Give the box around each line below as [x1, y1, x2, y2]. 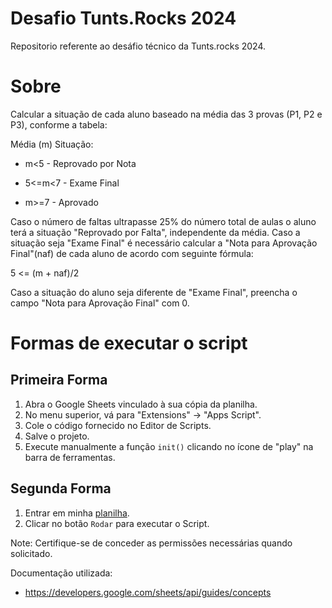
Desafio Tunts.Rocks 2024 [10, 7, 237, 30]
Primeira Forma [10, 372, 108, 389]
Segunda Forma [10, 480, 112, 497]
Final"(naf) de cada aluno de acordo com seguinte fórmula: [10, 247, 254, 259]
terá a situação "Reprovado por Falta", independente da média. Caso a [10, 226, 301, 238]
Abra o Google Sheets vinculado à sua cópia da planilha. [24, 398, 258, 410]
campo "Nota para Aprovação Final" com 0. [10, 297, 190, 309]
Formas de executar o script [10, 332, 248, 355]
